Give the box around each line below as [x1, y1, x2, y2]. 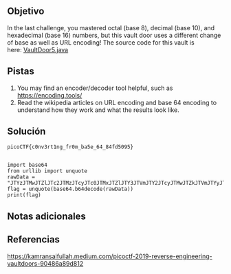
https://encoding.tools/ [16, 91, 82, 99]
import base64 [7, 161, 48, 169]
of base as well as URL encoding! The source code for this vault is [7, 38, 195, 47]
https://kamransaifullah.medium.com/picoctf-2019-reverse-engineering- [7, 252, 213, 260]
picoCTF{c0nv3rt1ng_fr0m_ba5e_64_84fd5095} [7, 144, 134, 150]
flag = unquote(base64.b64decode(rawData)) [7, 185, 134, 193]
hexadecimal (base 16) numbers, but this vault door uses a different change [7, 31, 221, 39]
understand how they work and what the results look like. [16, 106, 180, 114]
